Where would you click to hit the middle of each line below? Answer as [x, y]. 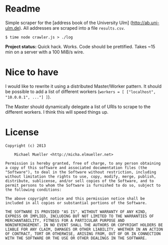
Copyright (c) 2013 [26, 146]
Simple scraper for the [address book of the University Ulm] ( [69, 23]
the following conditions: [33, 190]
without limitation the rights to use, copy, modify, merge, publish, [81, 177]
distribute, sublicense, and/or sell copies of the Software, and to [80, 181]
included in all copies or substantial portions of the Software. [76, 203]
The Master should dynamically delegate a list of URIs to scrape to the [78, 107]
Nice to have [32, 72]
